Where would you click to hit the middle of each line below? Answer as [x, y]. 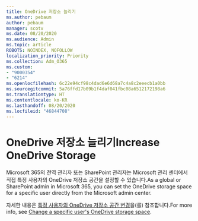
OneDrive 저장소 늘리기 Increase [83, 142]
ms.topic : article [29, 45]
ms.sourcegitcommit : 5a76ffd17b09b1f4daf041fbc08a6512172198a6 [86, 89]
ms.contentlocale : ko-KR [37, 100]
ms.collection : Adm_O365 [37, 61]
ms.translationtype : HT [36, 94]
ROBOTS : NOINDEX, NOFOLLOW [39, 50]
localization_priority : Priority [47, 56]
